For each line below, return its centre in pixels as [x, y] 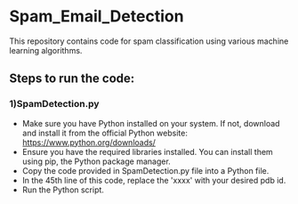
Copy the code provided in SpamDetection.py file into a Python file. [145, 170]
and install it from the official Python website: [105, 133]
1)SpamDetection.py [54, 104]
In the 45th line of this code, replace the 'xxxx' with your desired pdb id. [154, 180]
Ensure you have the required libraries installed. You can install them [147, 151]
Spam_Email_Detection [97, 16]
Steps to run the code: [72, 79]
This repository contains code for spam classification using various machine [149, 41]
